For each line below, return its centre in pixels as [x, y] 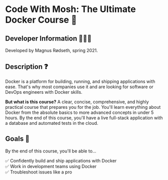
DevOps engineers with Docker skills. [44, 92]
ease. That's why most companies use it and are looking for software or [79, 87]
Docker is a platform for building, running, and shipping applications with [80, 81]
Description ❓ [27, 67]
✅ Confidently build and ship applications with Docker [61, 160]
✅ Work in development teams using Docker [51, 166]
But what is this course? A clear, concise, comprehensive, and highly [77, 102]
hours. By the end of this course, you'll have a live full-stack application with [84, 118]
